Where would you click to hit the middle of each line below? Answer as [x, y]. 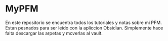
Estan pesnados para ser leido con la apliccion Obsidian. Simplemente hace [84, 27]
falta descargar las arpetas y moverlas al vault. [54, 33]
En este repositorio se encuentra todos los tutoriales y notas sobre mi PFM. [83, 22]
